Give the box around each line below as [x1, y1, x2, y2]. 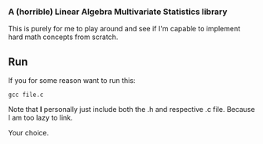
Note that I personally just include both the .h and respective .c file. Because [8, 105, 255, 114]
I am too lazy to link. [8, 113, 73, 123]
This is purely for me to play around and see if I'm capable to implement [8, 24, 241, 34]
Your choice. [8, 128, 49, 138]
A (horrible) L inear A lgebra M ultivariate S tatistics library [8, 6, 228, 17]
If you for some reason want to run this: [8, 76, 136, 85]
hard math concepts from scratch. [8, 32, 119, 41]
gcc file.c [8, 91, 44, 99]
